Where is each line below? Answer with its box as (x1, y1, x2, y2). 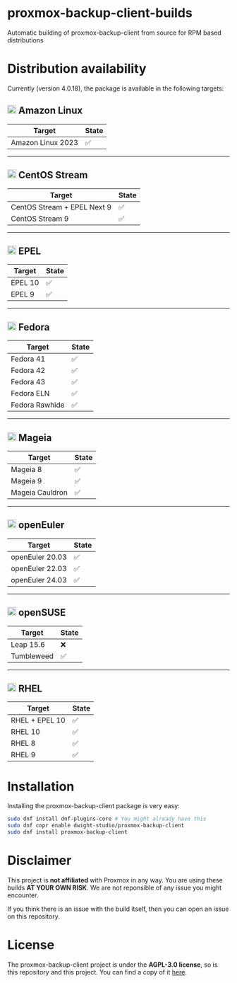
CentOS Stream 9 (11, 214, 69, 224)
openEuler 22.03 (11, 563, 67, 573)
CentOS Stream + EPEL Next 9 (11, 202, 111, 212)
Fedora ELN (11, 389, 50, 398)
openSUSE (18, 607, 66, 619)
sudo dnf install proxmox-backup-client (7, 829, 128, 836)
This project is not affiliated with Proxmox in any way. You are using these (7, 875, 224, 884)
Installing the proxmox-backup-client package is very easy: (7, 802, 180, 810)
